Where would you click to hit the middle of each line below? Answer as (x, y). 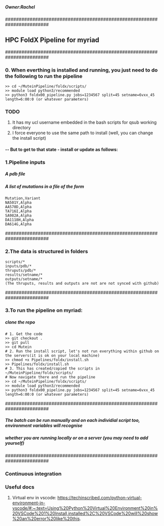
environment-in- (29, 503)
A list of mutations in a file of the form (45, 186)
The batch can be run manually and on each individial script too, (72, 420)
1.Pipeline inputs (25, 162)
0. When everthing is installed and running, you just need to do (82, 70)
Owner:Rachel (20, 7)
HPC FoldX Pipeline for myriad (52, 40)
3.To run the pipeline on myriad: (44, 310)
